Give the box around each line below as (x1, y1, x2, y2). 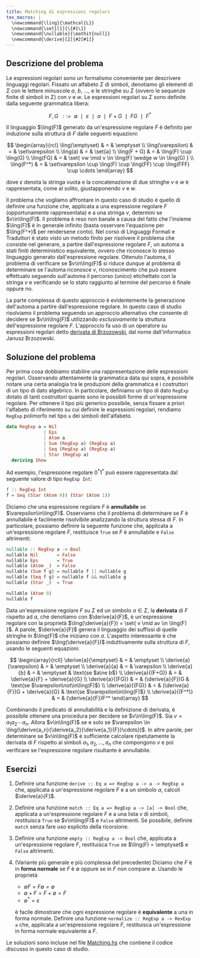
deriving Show (11, 457, 46, 463)
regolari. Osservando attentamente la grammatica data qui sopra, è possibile (6, 374, 194, 382)
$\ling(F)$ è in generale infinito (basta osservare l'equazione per (6, 222, 165, 229)
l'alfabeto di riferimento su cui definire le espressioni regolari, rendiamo (6, 406, 182, 413)
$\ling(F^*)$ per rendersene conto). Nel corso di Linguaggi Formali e (6, 228, 176, 236)
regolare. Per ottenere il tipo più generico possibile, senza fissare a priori (6, 400, 185, 407)
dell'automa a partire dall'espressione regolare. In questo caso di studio (6, 303, 182, 310)
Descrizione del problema (6, 58, 104, 69)
